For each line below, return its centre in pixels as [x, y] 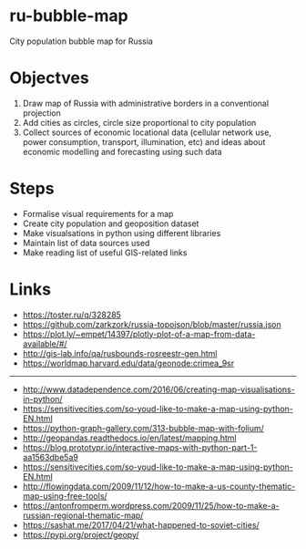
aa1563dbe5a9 [51, 457]
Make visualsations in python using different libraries [122, 233]
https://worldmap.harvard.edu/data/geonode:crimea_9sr [128, 363]
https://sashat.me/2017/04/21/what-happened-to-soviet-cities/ [141, 524]
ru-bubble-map [69, 16]
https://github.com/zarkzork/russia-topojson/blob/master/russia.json [152, 324]
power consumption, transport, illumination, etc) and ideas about [144, 141]
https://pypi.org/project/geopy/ [81, 534]
